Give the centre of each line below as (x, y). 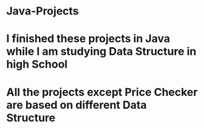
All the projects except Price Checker (102, 92)
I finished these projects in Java (88, 39)
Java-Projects (42, 11)
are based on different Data (76, 105)
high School (37, 64)
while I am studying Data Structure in (101, 52)
